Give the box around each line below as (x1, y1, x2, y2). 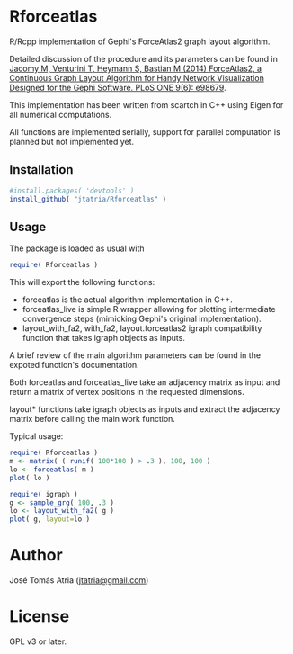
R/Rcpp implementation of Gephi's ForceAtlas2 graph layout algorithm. (9, 36, 271, 47)
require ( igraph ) (9, 489, 78, 498)
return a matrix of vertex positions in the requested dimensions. (9, 387, 244, 398)
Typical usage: (9, 431, 64, 442)
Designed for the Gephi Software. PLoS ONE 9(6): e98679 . (9, 82, 226, 93)
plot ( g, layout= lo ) (9, 515, 91, 524)
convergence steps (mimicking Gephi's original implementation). (22, 313, 262, 325)
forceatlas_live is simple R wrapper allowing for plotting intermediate (22, 304, 276, 315)
